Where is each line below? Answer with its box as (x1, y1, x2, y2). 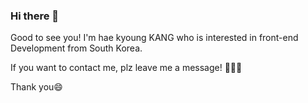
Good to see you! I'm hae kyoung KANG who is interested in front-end (10, 32, 299, 44)
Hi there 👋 (10, 9, 60, 23)
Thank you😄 (10, 81, 63, 93)
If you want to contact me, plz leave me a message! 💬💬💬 (10, 62, 243, 74)
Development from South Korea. (10, 42, 143, 54)
